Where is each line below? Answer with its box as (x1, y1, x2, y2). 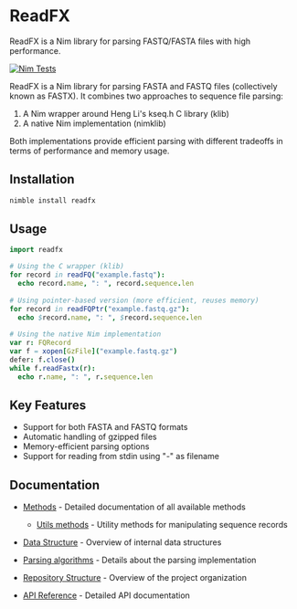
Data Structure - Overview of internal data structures (22, 537, 222, 548)
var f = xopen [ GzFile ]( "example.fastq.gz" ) (9, 347, 178, 356)
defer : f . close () (9, 355, 76, 364)
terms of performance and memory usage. (9, 145, 170, 156)
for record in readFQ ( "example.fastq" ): (9, 270, 166, 279)
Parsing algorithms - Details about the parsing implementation (22, 554, 257, 566)
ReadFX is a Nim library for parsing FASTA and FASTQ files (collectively (9, 80, 278, 91)
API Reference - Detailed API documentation (22, 590, 190, 601)
